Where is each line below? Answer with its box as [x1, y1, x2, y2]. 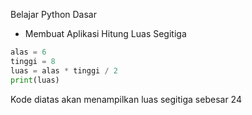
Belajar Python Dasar [10, 9, 97, 20]
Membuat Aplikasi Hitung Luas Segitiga [24, 28, 187, 39]
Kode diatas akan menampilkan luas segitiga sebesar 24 [10, 93, 242, 105]
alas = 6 [10, 47, 47, 57]
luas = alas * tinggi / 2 [10, 65, 118, 76]
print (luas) [10, 75, 60, 85]
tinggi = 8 [10, 56, 56, 66]
